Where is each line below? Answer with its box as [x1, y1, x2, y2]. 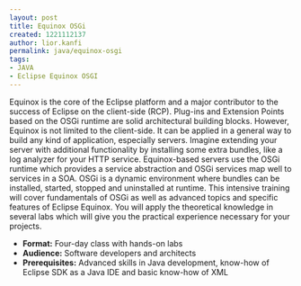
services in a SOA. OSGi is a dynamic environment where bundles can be [9, 173, 280, 183]
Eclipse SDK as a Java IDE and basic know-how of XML [22, 266, 229, 277]
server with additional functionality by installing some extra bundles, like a [9, 144, 283, 155]
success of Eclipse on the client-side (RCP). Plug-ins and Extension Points [9, 105, 285, 117]
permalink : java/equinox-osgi [9, 47, 123, 56]
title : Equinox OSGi [9, 22, 87, 31]
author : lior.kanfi [9, 38, 83, 48]
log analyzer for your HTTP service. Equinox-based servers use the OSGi [9, 154, 280, 165]
